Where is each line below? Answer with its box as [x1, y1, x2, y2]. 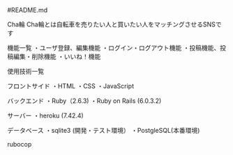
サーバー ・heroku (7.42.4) [7, 111, 84, 120]
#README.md [7, 6, 47, 14]
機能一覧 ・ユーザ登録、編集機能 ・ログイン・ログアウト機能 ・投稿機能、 [7, 44, 220, 51]
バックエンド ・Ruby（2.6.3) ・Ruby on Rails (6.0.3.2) [7, 97, 162, 105]
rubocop [7, 140, 32, 148]
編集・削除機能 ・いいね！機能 [13, 52, 101, 60]
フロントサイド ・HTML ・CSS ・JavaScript [7, 82, 135, 90]
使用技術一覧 [7, 67, 44, 75]
